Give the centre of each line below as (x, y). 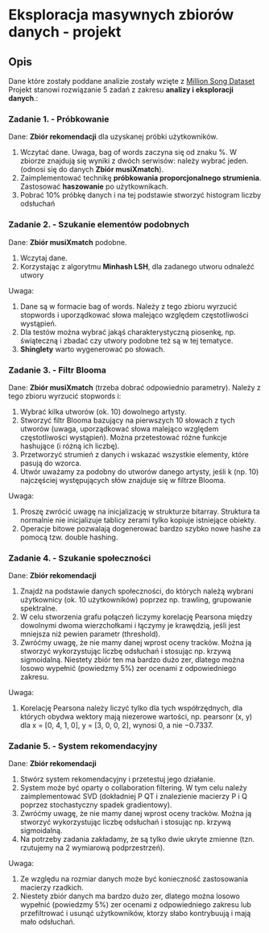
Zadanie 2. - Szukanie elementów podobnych (99, 225)
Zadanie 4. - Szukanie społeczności (80, 558)
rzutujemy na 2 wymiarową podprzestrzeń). (92, 848)
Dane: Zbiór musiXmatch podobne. (68, 242)
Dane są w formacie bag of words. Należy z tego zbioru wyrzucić (128, 306)
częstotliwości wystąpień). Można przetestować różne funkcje (123, 437)
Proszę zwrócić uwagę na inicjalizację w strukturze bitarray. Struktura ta (140, 511)
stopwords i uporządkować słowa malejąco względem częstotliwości (134, 314)
